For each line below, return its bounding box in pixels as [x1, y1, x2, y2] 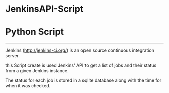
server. [5, 53, 20, 59]
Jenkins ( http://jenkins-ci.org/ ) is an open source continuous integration [5, 47, 155, 53]
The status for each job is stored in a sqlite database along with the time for [5, 77, 162, 83]
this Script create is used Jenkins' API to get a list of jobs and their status [5, 62, 157, 68]
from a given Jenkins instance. [5, 68, 69, 74]
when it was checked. [5, 83, 51, 89]
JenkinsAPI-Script [5, 3, 84, 15]
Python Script [5, 26, 64, 38]
